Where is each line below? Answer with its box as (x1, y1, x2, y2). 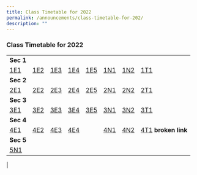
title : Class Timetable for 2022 (6, 9, 92, 15)
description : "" (6, 20, 48, 26)
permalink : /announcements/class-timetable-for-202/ (6, 15, 144, 21)
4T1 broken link (140, 125, 188, 134)
